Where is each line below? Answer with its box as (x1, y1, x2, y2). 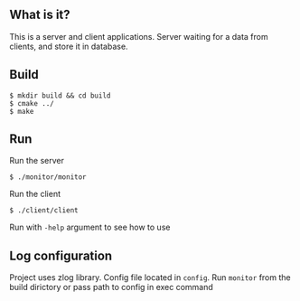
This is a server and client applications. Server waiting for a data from (9, 31, 268, 42)
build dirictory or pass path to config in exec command (9, 282, 214, 293)
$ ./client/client (9, 206, 79, 215)
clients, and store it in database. (9, 41, 128, 52)
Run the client (9, 189, 61, 200)
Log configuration (9, 248, 113, 263)
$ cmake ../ (9, 99, 54, 108)
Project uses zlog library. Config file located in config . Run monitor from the (9, 272, 291, 283)
